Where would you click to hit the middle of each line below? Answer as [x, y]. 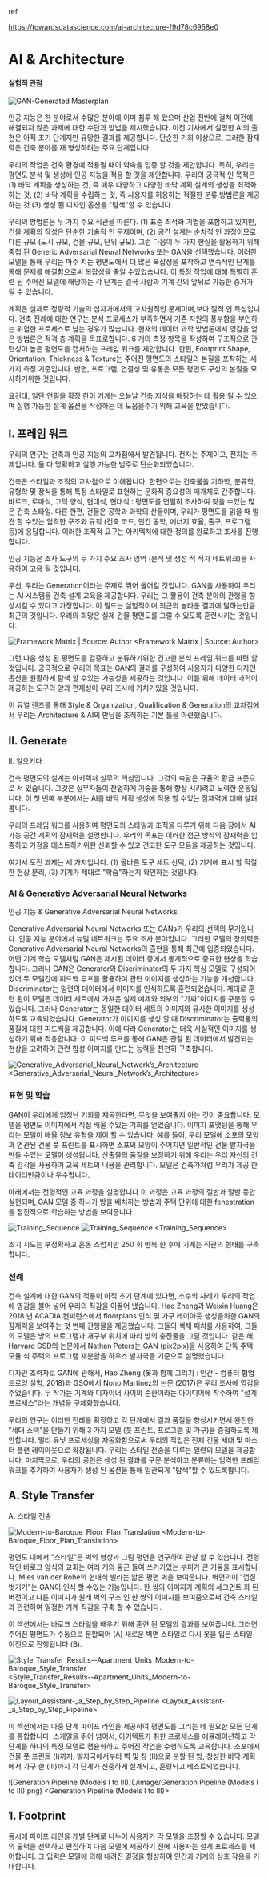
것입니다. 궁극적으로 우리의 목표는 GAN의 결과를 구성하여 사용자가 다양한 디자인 [132, 668]
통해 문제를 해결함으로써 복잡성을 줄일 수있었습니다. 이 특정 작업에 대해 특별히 [129, 272]
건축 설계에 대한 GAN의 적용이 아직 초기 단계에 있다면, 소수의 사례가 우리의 [125, 1295]
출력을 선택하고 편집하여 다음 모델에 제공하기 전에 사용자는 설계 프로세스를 [132, 1846]
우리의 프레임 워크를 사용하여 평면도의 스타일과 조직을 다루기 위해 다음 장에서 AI [132, 825]
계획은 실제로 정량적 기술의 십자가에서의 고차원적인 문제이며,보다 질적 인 [120, 309]
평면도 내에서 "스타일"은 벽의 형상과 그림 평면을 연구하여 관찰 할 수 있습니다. [127, 1557]
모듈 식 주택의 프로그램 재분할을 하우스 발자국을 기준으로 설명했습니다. [117, 1355]
